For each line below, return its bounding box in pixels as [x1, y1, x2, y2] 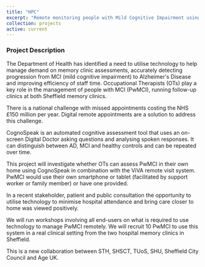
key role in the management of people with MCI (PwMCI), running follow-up [6, 86, 197, 93]
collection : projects [6, 20, 62, 26]
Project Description [6, 46, 65, 55]
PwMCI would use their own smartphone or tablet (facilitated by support [6, 173, 188, 180]
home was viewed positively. [6, 204, 79, 212]
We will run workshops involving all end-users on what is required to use [6, 216, 189, 223]
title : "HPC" [6, 9, 40, 15]
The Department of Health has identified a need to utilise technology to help [6, 60, 198, 67]
